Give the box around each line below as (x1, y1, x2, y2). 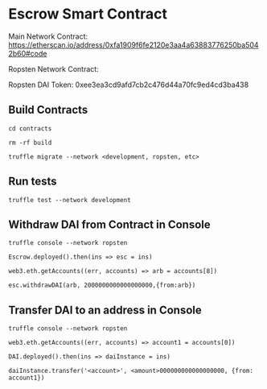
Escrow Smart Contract (8, 5, 167, 23)
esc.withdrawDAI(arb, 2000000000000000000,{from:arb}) (8, 281, 196, 290)
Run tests (8, 175, 57, 188)
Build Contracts (8, 103, 88, 117)
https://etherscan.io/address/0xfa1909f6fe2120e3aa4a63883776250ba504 (8, 39, 259, 49)
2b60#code (8, 48, 47, 58)
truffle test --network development (8, 196, 131, 204)
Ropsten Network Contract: (8, 64, 99, 73)
